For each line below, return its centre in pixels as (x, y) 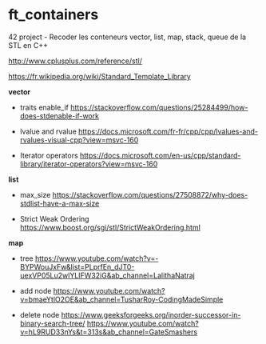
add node (36, 290)
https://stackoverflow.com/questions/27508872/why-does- (150, 194)
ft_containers (54, 15)
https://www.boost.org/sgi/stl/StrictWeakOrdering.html (110, 227)
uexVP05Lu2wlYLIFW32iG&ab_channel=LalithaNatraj (107, 275)
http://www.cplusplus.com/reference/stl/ (75, 61)
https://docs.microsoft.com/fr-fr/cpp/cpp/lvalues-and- (168, 131)
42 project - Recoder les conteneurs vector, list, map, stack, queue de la (127, 37)
